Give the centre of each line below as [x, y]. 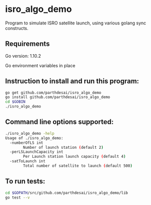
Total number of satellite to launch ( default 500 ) [78, 166]
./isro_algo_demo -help [30, 133]
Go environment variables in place [40, 65]
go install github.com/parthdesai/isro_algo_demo [58, 97]
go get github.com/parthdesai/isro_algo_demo [53, 93]
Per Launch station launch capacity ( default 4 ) [75, 157]
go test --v [17, 198]
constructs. [17, 28]
